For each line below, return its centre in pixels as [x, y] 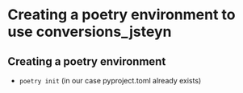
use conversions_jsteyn [90, 32]
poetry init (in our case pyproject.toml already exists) [110, 81]
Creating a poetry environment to [121, 15]
